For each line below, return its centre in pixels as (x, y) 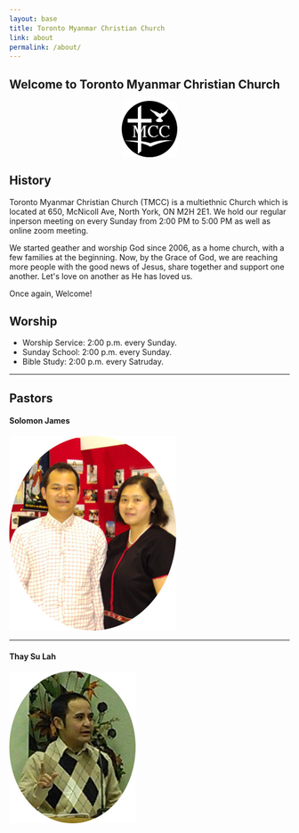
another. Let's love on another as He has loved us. (101, 276)
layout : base (33, 19)
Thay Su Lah (32, 656)
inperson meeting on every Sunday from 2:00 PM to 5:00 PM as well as (140, 221)
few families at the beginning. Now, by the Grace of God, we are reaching (144, 257)
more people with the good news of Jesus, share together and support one (147, 267)
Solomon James (40, 421)
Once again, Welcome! (51, 293)
